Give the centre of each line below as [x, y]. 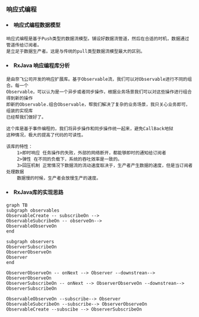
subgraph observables [33, 210]
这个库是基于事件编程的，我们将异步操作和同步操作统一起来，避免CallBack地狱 [90, 129]
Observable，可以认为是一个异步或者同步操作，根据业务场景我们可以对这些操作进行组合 [99, 92]
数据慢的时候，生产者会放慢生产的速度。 [59, 178]
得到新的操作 [20, 98]
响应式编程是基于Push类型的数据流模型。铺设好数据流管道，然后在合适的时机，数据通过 [98, 39]
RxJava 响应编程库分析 [42, 65]
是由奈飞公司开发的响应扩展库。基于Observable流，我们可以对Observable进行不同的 [97, 79]
